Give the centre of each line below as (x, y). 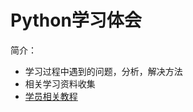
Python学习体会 (76, 20)
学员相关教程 (51, 96)
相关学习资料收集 (60, 83)
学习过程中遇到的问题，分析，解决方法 (103, 71)
